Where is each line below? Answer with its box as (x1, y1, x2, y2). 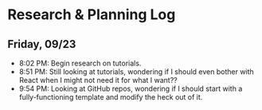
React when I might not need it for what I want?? (18, 76, 178, 84)
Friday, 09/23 (7, 37, 76, 51)
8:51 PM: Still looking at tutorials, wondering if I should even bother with (18, 67, 254, 77)
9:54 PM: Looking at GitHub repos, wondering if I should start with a (18, 84, 243, 93)
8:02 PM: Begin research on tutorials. (18, 58, 142, 68)
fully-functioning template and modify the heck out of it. (18, 92, 203, 101)
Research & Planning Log (7, 6, 176, 24)
